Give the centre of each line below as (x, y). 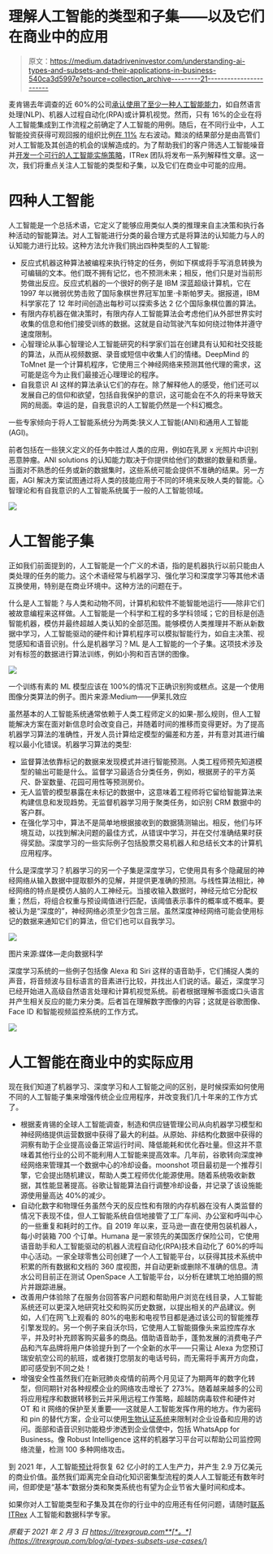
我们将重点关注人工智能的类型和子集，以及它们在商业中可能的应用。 (136, 165)
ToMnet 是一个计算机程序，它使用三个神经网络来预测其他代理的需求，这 (141, 364)
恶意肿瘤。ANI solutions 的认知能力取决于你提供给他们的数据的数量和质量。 (135, 459)
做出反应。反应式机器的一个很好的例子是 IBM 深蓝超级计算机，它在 (139, 283)
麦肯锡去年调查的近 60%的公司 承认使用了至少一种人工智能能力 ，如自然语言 (135, 104)
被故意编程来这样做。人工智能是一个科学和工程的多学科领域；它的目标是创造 (136, 613)
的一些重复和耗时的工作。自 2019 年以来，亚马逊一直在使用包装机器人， (141, 1226)
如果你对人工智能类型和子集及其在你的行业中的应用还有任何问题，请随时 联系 (136, 1504)
